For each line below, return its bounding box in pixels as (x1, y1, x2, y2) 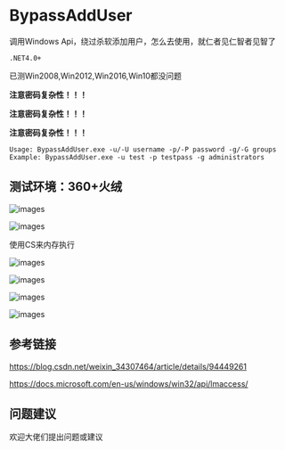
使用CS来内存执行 (9, 239, 76, 250)
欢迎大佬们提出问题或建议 (9, 431, 103, 442)
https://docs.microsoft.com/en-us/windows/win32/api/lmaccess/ (9, 378, 248, 389)
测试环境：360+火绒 (9, 179, 123, 194)
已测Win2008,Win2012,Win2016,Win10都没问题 (9, 70, 183, 81)
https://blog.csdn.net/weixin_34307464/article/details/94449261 (9, 361, 248, 372)
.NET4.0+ (9, 53, 42, 62)
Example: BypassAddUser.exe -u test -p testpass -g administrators (9, 152, 265, 161)
